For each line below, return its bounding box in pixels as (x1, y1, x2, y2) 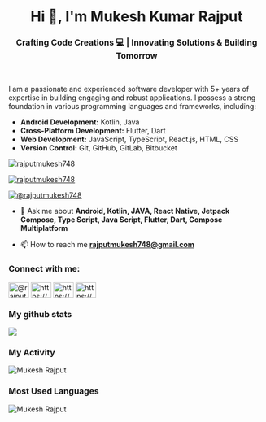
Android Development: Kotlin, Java (20, 117, 140, 127)
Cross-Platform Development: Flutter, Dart (20, 126, 166, 136)
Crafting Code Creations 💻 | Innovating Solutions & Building (15, 37, 258, 48)
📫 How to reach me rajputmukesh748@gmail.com (20, 240, 195, 250)
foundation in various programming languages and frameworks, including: (8, 102, 256, 111)
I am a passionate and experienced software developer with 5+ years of (8, 85, 250, 94)
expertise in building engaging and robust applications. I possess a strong (8, 93, 256, 102)
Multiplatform (20, 224, 68, 233)
